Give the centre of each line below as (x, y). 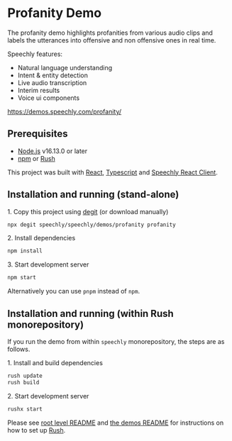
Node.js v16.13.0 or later (53, 151)
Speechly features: (35, 54)
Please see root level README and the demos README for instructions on (116, 423)
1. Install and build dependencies (55, 363)
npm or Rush (36, 158)
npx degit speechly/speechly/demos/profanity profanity (92, 225)
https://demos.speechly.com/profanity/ (65, 111)
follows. (19, 349)
